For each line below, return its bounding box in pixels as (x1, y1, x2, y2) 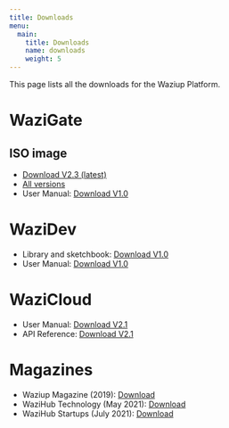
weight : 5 (25, 54, 62, 63)
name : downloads (25, 46, 86, 55)
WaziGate (9, 111, 83, 130)
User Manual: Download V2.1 (21, 318, 128, 330)
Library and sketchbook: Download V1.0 (21, 249, 169, 259)
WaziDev (9, 219, 78, 240)
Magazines (9, 360, 94, 380)
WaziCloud (9, 290, 92, 310)
